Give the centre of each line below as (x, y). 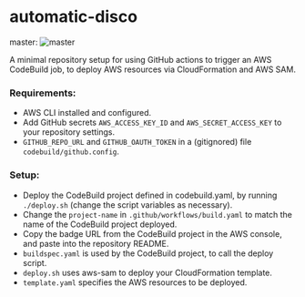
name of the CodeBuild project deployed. (100, 224)
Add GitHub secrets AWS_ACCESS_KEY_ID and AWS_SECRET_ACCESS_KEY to (152, 123)
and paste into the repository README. (96, 243)
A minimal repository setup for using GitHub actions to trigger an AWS (141, 59)
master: (24, 42)
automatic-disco (74, 17)
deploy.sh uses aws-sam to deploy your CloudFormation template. (147, 272)
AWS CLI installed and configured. (87, 113)
